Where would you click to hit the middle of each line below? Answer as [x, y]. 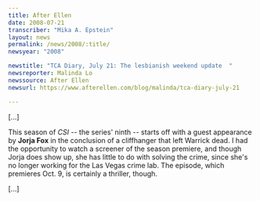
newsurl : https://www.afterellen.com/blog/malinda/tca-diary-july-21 [124, 88]
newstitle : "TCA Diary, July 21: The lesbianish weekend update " [121, 66]
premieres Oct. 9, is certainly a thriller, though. [83, 174]
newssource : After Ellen [49, 80]
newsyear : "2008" [36, 52]
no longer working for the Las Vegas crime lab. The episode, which [116, 165]
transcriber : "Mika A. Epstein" [61, 30]
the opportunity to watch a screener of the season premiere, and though [125, 149]
